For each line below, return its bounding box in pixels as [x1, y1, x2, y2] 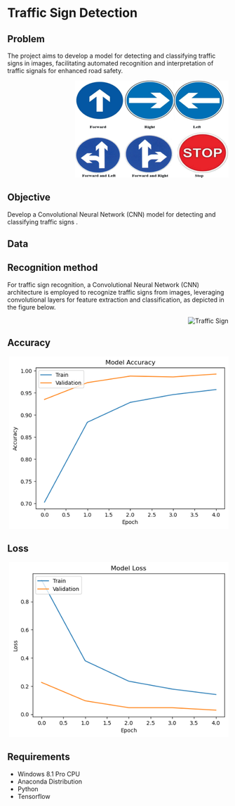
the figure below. [7, 302, 56, 311]
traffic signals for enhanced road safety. [7, 67, 123, 75]
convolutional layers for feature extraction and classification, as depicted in [7, 295, 224, 304]
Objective [7, 191, 51, 203]
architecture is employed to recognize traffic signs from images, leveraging [7, 288, 224, 296]
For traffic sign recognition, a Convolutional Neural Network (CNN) [7, 280, 200, 289]
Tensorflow [17, 792, 51, 800]
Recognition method [7, 262, 98, 274]
